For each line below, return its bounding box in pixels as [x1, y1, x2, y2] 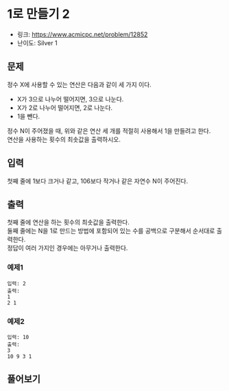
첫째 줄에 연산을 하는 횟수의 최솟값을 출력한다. [7, 218, 130, 226]
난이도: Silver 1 [16, 38, 58, 47]
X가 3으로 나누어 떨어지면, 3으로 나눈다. [16, 95, 124, 103]
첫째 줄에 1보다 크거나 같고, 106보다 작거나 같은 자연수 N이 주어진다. [7, 176, 189, 185]
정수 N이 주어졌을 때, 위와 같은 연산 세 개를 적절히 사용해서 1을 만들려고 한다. [7, 126, 211, 134]
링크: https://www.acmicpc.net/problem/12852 [16, 30, 148, 38]
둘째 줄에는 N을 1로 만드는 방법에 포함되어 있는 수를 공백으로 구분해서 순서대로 [7, 227, 215, 235]
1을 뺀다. [16, 112, 40, 120]
